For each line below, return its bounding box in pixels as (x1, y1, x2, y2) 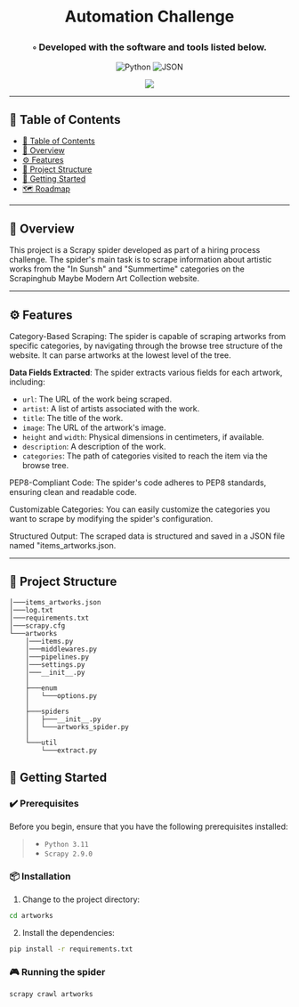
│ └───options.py (25, 691, 98, 700)
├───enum (25, 683, 58, 693)
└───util (25, 738, 58, 747)
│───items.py (25, 637, 74, 646)
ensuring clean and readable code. (9, 487, 137, 497)
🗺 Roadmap (21, 183, 71, 194)
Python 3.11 (44, 840, 89, 849)
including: (9, 377, 46, 387)
